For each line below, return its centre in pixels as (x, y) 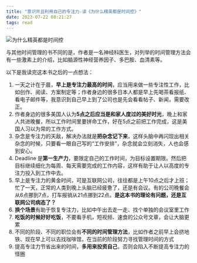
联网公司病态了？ (35, 202)
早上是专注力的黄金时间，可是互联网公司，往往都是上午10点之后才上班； (102, 181)
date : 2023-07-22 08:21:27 (39, 17)
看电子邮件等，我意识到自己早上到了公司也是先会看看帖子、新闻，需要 (99, 99)
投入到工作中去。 (45, 173)
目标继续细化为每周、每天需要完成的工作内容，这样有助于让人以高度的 (99, 166)
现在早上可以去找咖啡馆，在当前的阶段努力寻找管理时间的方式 (99, 239)
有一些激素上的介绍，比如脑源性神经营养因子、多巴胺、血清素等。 (86, 60)
